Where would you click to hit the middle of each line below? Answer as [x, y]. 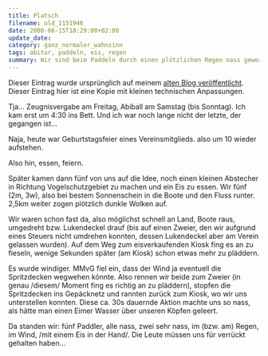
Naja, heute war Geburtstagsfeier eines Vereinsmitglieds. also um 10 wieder [132, 139]
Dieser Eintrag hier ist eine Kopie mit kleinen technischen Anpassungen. [126, 91]
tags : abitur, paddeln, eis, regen [67, 53]
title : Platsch [33, 16]
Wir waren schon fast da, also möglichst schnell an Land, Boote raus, [122, 219]
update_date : [30, 38]
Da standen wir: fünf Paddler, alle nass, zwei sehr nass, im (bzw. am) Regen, [134, 326]
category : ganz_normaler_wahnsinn [66, 45]
